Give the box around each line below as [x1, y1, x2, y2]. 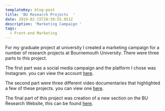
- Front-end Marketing [10, 31, 57, 36]
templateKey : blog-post [5, 7, 55, 13]
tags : [5, 26, 17, 31]
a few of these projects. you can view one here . [5, 85, 104, 91]
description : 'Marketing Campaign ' [5, 21, 82, 27]
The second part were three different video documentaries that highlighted [5, 80, 160, 86]
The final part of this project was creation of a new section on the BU [5, 95, 148, 101]
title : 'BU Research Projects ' [5, 12, 75, 17]
